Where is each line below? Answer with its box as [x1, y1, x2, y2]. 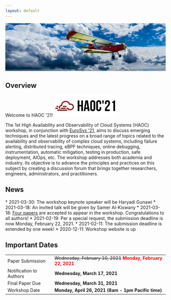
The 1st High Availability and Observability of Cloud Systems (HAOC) [5, 122, 149, 128]
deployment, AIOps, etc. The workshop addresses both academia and [5, 154, 152, 160]
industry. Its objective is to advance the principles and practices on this [5, 160, 155, 166]
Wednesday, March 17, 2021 [54, 270, 118, 277]
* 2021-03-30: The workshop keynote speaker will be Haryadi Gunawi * [5, 199, 156, 205]
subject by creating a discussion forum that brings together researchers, [5, 166, 158, 172]
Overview [5, 81, 37, 90]
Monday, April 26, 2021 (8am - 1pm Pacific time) [54, 287, 162, 293]
